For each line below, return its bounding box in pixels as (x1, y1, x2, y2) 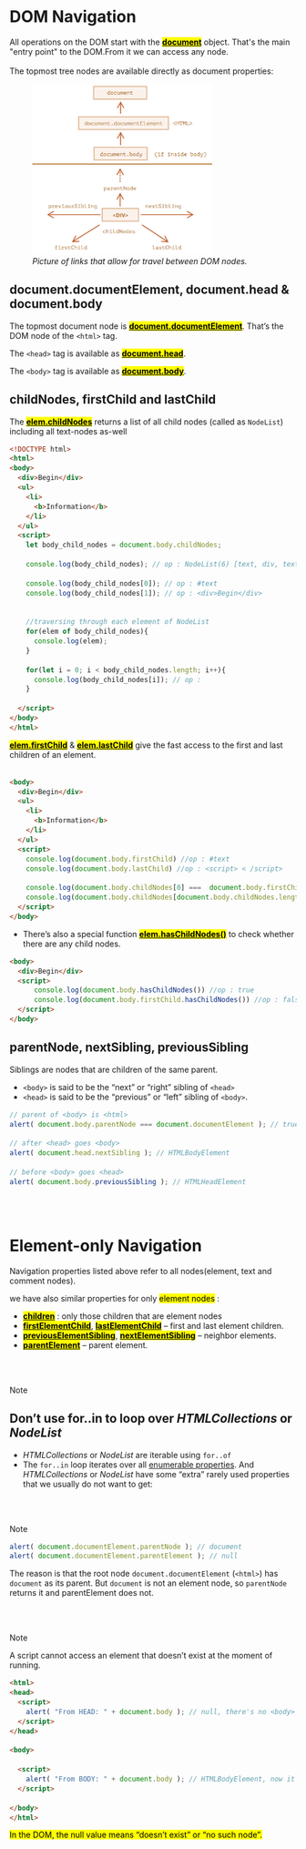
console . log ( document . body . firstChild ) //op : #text (25, 854, 230, 863)
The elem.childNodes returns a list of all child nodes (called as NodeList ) (9, 416, 284, 427)
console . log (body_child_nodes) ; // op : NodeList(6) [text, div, (25, 560, 280, 569)
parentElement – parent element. (22, 1339, 148, 1350)
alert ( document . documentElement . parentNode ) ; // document (9, 1542, 243, 1551)
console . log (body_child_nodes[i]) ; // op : (33, 675, 202, 684)
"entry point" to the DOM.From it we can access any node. (9, 46, 229, 56)
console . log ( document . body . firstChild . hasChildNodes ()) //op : (33, 996, 280, 1005)
